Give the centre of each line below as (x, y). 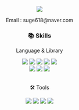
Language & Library (39, 51)
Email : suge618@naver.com (39, 20)
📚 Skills (39, 36)
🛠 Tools (39, 88)
